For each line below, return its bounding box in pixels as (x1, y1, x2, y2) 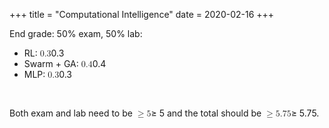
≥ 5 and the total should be (150, 107, 262, 119)
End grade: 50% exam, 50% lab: (9, 28, 143, 39)
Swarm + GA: (23, 58, 79, 69)
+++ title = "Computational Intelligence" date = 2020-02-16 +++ (9, 9, 275, 20)
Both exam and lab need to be (9, 107, 133, 119)
